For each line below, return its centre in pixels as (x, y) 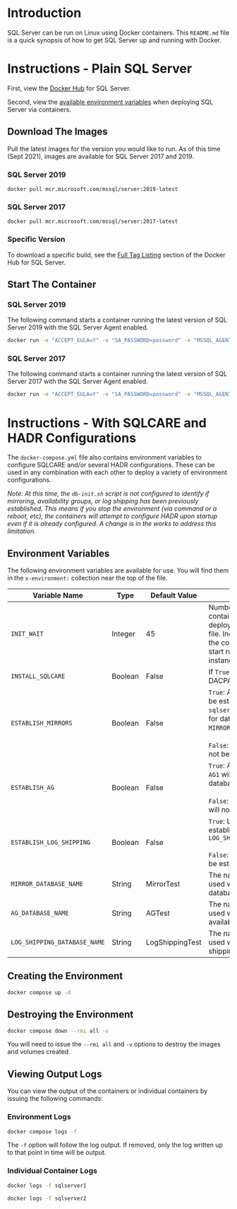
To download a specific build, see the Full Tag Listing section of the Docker (116, 255)
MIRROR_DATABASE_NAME (47, 884)
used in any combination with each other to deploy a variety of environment (117, 472)
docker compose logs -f (42, 1132)
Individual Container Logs (52, 1171)
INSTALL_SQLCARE (38, 676)
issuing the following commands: (55, 1099)
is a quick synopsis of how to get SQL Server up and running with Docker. (115, 40)
